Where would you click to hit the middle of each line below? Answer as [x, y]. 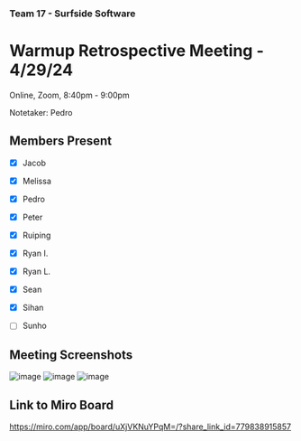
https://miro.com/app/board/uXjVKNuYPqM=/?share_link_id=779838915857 [150, 427]
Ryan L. [36, 272]
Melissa [37, 181]
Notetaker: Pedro [41, 112]
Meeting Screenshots [71, 355]
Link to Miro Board [62, 405]
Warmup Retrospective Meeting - [137, 51]
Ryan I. [35, 253]
